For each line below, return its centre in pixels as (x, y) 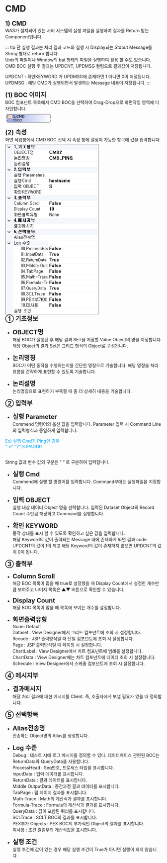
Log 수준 (25, 748)
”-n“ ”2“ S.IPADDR (24, 447)
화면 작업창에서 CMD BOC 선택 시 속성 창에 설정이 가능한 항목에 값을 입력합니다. (83, 139)
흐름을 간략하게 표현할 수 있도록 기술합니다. (54, 372)
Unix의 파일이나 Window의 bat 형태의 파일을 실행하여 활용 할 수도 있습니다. (78, 60)
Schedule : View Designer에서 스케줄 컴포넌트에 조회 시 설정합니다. (79, 664)
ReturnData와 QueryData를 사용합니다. (51, 762)
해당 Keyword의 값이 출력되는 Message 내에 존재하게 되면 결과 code (80, 540)
